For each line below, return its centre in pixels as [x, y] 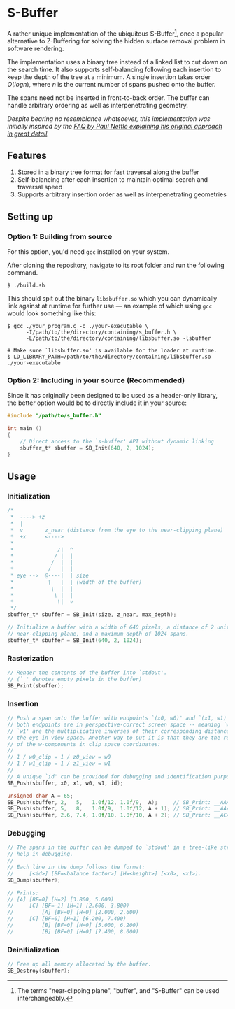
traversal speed [40, 187]
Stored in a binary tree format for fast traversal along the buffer [108, 172]
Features [27, 155]
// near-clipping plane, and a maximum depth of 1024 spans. [98, 634]
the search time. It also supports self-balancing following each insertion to [114, 69]
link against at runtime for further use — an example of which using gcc [110, 306]
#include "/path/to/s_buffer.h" [54, 416]
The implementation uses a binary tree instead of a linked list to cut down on [117, 62]
